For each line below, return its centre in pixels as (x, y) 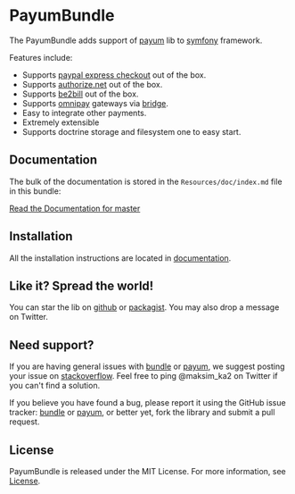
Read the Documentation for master (75, 208)
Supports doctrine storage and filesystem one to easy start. (131, 131)
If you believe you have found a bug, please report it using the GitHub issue (148, 403)
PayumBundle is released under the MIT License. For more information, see (148, 471)
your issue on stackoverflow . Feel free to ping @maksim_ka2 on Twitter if (143, 376)
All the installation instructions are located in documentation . (120, 258)
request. (25, 422)
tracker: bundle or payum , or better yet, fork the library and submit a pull (142, 413)
